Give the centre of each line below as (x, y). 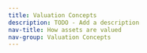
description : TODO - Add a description (74, 23)
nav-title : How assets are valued (65, 30)
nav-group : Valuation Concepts (60, 37)
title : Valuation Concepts (53, 15)
